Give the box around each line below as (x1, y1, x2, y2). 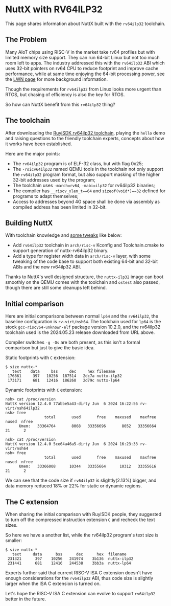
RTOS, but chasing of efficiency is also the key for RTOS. (5, 91, 125, 98)
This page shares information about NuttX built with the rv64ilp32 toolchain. (5, 20, 166, 27)
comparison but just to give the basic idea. (5, 345, 95, 351)
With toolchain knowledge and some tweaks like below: (5, 232, 122, 238)
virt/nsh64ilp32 (5, 406, 40, 411)
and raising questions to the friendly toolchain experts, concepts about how (5, 135, 164, 141)
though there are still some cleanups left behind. (5, 285, 107, 291)
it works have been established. (5, 141, 72, 147)
